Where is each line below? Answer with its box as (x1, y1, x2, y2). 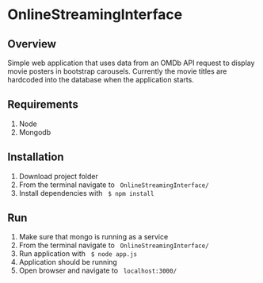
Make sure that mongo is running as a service (18, 232, 169, 242)
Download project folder (18, 171, 98, 181)
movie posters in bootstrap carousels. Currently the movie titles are (7, 67, 227, 76)
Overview (7, 37, 57, 51)
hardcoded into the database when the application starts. (7, 75, 195, 84)
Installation (7, 151, 64, 164)
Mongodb (18, 127, 51, 136)
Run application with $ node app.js (18, 249, 138, 258)
